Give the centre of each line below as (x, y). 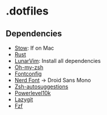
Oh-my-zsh (29, 67)
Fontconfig (28, 74)
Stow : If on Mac (34, 48)
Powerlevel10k (33, 93)
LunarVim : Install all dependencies (57, 61)
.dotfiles (27, 11)
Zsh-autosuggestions (41, 87)
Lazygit (24, 99)
